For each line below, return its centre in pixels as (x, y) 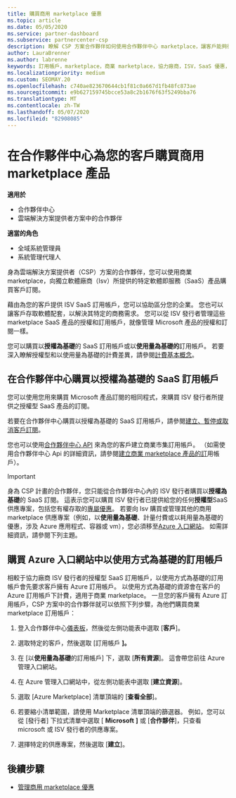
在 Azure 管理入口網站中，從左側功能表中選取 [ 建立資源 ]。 (101, 682)
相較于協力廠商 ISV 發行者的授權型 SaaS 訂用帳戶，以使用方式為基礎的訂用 (115, 578)
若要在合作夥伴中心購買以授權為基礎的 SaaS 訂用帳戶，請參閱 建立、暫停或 (115, 421)
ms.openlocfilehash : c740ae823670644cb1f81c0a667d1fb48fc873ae (102, 86)
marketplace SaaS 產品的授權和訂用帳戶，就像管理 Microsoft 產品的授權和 (114, 322)
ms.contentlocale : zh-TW (44, 106)
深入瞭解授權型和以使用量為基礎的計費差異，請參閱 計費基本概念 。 (103, 355)
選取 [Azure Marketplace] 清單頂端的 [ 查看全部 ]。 (89, 697)
